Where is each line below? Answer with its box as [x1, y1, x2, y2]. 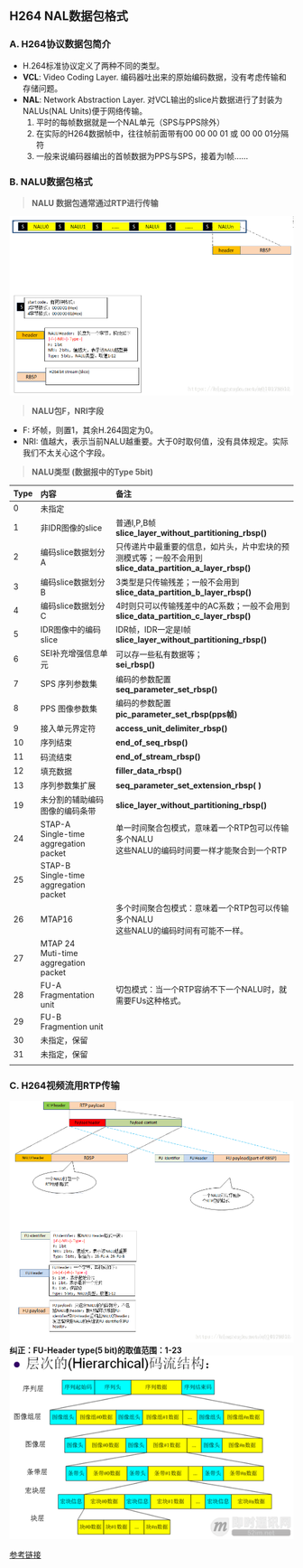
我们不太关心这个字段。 [22, 447, 110, 458]
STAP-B [40, 859, 71, 870]
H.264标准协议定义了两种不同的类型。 [22, 60, 165, 70]
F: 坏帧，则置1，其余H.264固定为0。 [22, 425, 159, 436]
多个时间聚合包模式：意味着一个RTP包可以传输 [115, 903, 289, 914]
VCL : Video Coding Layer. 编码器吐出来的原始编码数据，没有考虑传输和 [22, 71, 287, 82]
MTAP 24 [40, 938, 76, 949]
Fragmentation [40, 989, 95, 1000]
